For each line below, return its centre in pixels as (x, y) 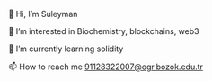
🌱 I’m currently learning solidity (66, 49)
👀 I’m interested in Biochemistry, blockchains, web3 (104, 31)
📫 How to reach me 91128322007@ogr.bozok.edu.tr (106, 67)
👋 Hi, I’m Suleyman (43, 14)
